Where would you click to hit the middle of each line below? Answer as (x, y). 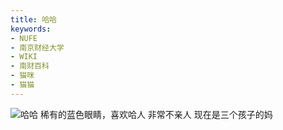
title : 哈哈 (33, 19)
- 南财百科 (30, 66)
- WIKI (24, 57)
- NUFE (24, 38)
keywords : (31, 29)
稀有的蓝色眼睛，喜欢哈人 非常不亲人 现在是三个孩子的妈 (156, 114)
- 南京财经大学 (37, 47)
